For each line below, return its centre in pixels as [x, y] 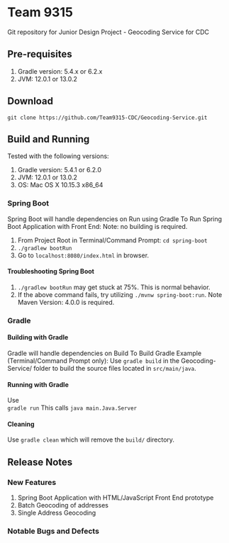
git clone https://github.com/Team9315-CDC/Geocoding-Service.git [107, 118]
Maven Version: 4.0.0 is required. [66, 302]
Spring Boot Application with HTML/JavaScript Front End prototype [116, 498]
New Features [32, 482]
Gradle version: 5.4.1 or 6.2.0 [59, 170]
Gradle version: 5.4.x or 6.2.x [60, 71]
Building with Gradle [38, 337]
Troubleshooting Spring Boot [51, 271]
